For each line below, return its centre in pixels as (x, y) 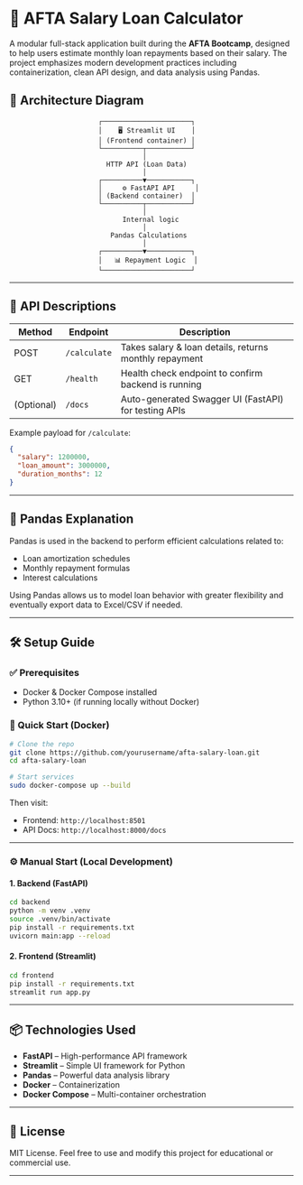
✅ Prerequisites (44, 673)
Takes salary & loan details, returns (194, 347)
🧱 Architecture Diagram (77, 101)
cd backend (30, 903)
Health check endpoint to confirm (192, 373)
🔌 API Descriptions (63, 306)
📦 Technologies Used (73, 1029)
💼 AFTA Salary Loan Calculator (126, 19)
